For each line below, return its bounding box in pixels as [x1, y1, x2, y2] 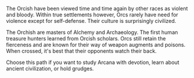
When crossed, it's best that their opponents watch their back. [6, 48, 157, 55]
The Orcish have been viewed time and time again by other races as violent [6, 5, 188, 12]
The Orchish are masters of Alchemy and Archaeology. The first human [6, 29, 178, 36]
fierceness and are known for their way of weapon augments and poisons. [6, 41, 186, 48]
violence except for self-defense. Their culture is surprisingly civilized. [6, 18, 176, 24]
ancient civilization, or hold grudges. [6, 65, 94, 72]
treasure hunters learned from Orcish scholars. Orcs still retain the [6, 35, 166, 42]
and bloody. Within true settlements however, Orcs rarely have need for [6, 11, 179, 18]
